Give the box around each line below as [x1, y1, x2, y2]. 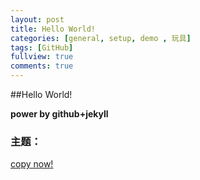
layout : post [10, 14, 65, 25]
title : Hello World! [10, 24, 97, 34]
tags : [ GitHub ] [10, 42, 74, 53]
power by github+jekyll [10, 108, 109, 120]
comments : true [10, 61, 74, 71]
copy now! [10, 158, 54, 170]
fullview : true [10, 52, 74, 62]
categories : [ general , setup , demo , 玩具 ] [10, 33, 192, 43]
